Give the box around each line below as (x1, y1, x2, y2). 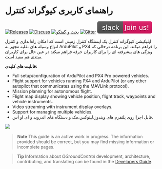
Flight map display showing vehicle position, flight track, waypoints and (12, 93, 156, 99)
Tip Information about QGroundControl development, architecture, (17, 153, 150, 159)
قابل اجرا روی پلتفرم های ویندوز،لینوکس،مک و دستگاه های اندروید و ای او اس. (12, 114, 154, 120)
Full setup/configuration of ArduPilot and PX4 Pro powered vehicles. (12, 73, 150, 78)
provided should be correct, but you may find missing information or (17, 139, 155, 145)
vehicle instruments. (12, 98, 53, 104)
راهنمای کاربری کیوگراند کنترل (5, 5, 113, 16)
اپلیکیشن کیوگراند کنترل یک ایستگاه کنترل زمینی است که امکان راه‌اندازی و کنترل (5, 38, 152, 44)
